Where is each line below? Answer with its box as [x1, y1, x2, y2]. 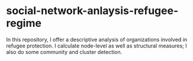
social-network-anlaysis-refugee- [6, 4, 179, 18]
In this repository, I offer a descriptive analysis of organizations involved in [6, 36, 188, 43]
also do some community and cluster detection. [6, 48, 123, 55]
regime [6, 16, 41, 30]
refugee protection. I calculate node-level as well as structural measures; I [6, 42, 187, 49]
